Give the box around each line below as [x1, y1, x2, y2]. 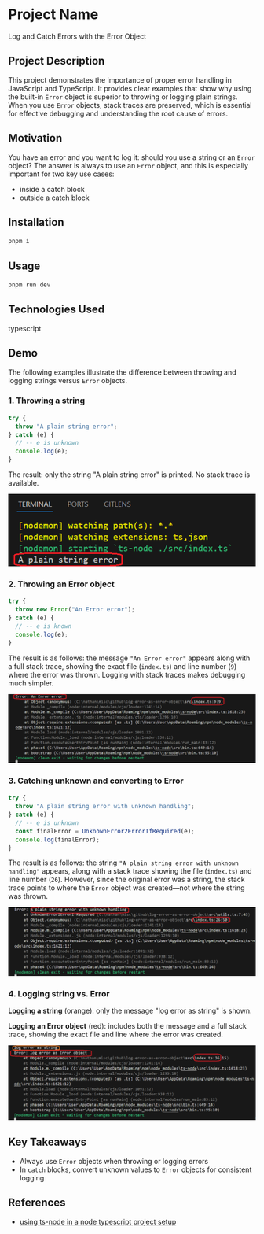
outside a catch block [19, 193, 90, 202]
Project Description [8, 54, 105, 68]
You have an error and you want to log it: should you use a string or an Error [8, 152, 255, 162]
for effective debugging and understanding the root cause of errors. [8, 109, 229, 118]
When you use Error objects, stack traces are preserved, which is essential [8, 100, 252, 109]
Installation [8, 215, 64, 229]
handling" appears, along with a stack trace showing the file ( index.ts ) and [8, 866, 252, 876]
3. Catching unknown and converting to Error [8, 775, 184, 786]
